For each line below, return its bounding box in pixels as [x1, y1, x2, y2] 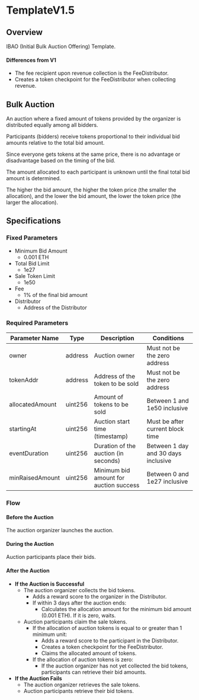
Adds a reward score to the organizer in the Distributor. [32, 593, 167, 600]
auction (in [94, 449, 124, 457]
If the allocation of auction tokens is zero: [32, 656, 133, 663]
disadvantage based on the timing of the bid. [6, 157, 115, 164]
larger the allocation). [6, 199, 59, 206]
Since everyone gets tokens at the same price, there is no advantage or [6, 151, 181, 158]
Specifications [6, 216, 61, 226]
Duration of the [94, 442, 136, 450]
